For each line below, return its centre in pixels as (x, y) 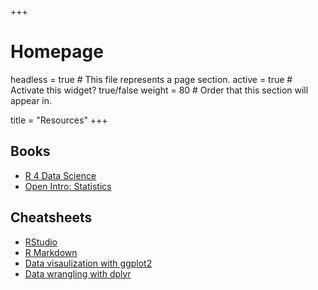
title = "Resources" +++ (59, 120)
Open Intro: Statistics (68, 186)
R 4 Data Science (60, 175)
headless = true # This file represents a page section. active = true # (151, 79)
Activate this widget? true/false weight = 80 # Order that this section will (159, 90)
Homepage (57, 52)
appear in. (31, 100)
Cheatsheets (51, 217)
